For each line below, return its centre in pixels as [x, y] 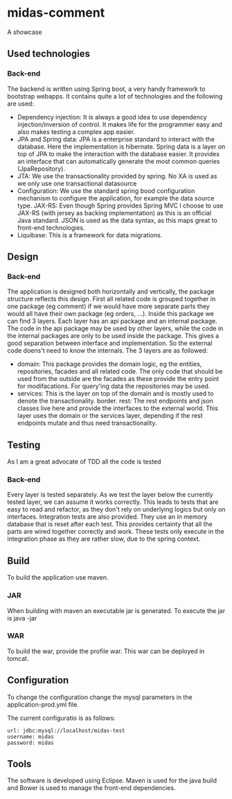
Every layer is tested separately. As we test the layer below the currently [110, 495]
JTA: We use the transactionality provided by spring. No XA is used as [117, 176]
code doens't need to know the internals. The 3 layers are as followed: [108, 351]
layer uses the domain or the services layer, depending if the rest [110, 416]
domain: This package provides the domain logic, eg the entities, [109, 364]
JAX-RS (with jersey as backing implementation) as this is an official [114, 212]
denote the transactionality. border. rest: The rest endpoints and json [115, 401]
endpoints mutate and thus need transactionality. [87, 423]
